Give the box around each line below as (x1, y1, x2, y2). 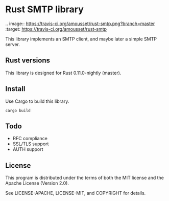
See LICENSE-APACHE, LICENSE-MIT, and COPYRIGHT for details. (5, 190, 146, 196)
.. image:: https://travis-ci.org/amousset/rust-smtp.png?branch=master (5, 20, 155, 27)
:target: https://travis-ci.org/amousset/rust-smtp (5, 26, 107, 32)
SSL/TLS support (12, 141, 49, 147)
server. (5, 41, 20, 47)
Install (5, 84, 26, 93)
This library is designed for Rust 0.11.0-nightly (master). (5, 70, 122, 76)
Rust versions (5, 56, 50, 65)
